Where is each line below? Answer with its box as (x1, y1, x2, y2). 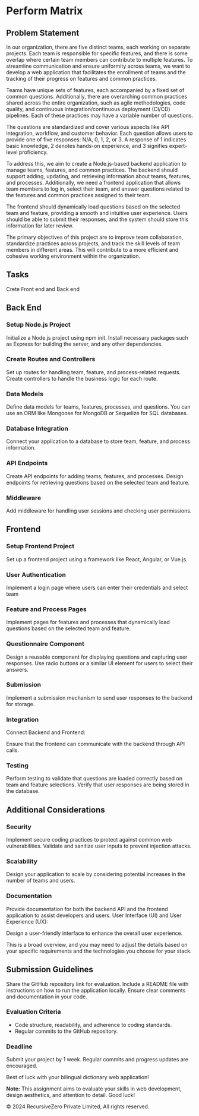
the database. (6, 788, 40, 795)
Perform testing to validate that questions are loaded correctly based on (6, 775, 183, 782)
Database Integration (6, 425, 68, 433)
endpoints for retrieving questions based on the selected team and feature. (6, 479, 190, 486)
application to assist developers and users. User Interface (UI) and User (6, 912, 182, 919)
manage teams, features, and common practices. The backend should (6, 166, 178, 173)
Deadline (6, 1042, 33, 1051)
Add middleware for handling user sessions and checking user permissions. (6, 507, 192, 514)
